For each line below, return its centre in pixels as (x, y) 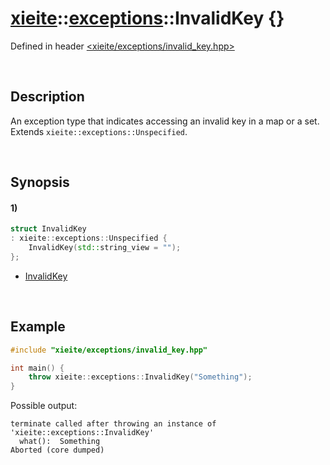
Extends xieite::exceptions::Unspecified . (99, 131)
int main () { (37, 368)
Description (47, 97)
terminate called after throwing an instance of (113, 424)
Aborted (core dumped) (57, 450)
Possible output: (44, 406)
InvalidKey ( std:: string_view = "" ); (105, 248)
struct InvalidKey (48, 229)
